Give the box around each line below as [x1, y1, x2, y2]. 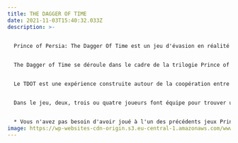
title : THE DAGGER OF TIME [7, 10, 87, 18]
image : [7, 125, 27, 132]
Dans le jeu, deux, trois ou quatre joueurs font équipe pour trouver [13, 99, 227, 106]
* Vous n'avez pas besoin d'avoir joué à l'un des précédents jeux [13, 118, 217, 125]
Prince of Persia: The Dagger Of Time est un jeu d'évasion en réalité [13, 43, 230, 50]
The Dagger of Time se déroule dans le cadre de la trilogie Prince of [13, 61, 230, 69]
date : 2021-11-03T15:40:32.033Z [7, 17, 103, 24]
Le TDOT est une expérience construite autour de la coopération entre [13, 80, 230, 88]
